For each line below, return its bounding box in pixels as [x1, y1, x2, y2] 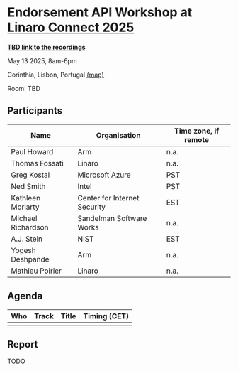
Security [77, 202, 106, 212]
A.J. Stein [11, 234, 43, 244]
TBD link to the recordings [7, 43, 86, 51]
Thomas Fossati [11, 158, 64, 168]
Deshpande [11, 254, 50, 264]
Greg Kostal [11, 170, 50, 180]
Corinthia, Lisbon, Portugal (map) [7, 70, 104, 79]
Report [7, 338, 38, 350]
